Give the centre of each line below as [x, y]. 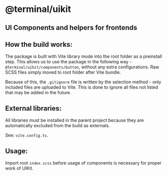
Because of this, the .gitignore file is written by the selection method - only [83, 82]
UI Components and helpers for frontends [71, 28]
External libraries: [33, 108]
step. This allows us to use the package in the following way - [69, 62]
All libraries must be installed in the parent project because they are [75, 120]
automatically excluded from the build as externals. [58, 126]
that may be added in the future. [38, 93]
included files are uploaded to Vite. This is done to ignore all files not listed [82, 87]
